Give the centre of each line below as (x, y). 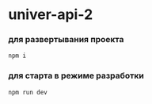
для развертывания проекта (66, 40)
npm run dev (28, 92)
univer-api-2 (51, 15)
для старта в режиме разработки (76, 75)
